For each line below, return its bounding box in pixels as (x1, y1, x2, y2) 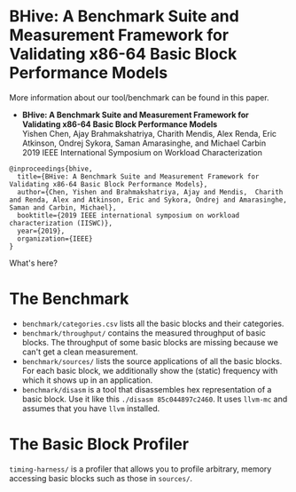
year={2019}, (17, 226, 66, 235)
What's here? (9, 258, 58, 268)
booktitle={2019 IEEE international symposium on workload (17, 210, 240, 219)
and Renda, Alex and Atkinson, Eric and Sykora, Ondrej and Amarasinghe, (9, 195, 288, 204)
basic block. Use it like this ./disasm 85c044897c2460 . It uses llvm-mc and (21, 393, 288, 404)
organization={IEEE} (17, 234, 93, 243)
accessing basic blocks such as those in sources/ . (9, 472, 193, 483)
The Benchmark (9, 289, 129, 309)
